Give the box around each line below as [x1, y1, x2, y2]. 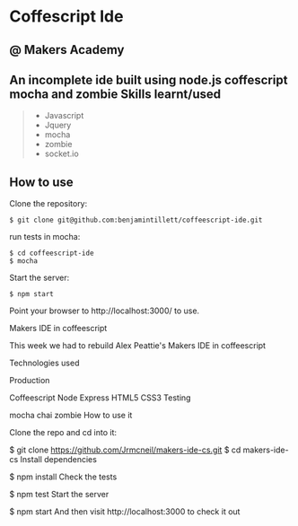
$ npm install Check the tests [9, 471, 118, 482]
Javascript [44, 110, 84, 121]
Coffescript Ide [9, 6, 124, 27]
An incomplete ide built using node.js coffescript [9, 72, 288, 87]
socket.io [44, 148, 79, 159]
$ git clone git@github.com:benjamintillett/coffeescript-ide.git [9, 215, 263, 225]
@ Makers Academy [9, 42, 125, 57]
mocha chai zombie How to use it [9, 410, 133, 421]
